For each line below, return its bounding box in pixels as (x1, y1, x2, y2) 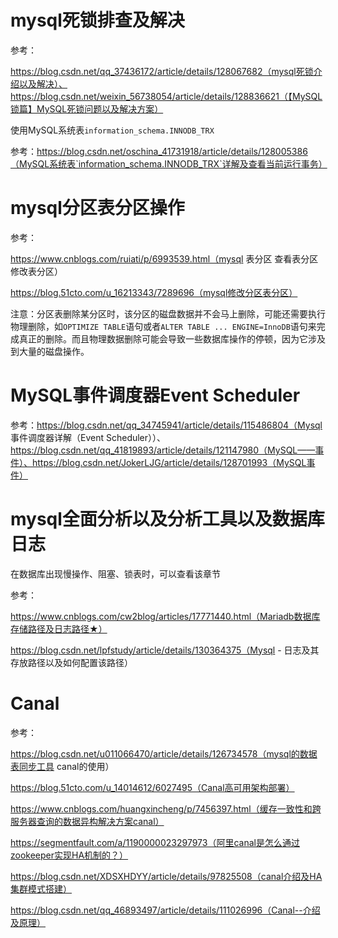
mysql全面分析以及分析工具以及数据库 (10, 508, 325, 530)
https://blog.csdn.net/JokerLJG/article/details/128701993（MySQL (31, 456, 307, 468)
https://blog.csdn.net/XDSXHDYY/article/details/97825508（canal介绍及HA (10, 870, 323, 882)
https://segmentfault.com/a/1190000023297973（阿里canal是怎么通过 (10, 836, 300, 848)
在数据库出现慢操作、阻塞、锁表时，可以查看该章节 (10, 567, 221, 580)
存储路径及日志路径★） (10, 622, 108, 635)
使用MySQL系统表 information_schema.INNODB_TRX (10, 124, 215, 136)
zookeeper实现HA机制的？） (10, 849, 129, 861)
